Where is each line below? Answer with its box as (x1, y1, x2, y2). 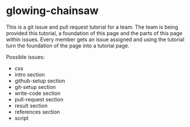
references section (14, 108, 60, 115)
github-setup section (14, 77, 65, 84)
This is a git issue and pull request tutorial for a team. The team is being (6, 23, 178, 30)
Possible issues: (6, 53, 45, 60)
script (14, 114, 29, 121)
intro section (14, 71, 45, 78)
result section (14, 102, 48, 109)
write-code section (14, 90, 61, 97)
